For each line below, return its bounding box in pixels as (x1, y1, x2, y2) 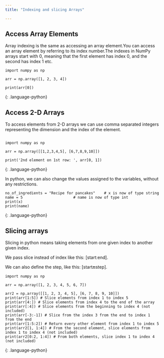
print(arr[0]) (5, 85, 34, 90)
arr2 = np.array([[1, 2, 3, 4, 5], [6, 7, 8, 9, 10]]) (5, 291, 120, 296)
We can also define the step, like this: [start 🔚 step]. (5, 264, 108, 270)
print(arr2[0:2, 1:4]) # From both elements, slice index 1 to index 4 (5, 334, 155, 339)
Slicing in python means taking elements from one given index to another (5, 240, 153, 246)
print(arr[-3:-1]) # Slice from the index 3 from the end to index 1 (5, 313, 151, 318)
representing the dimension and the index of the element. (5, 127, 121, 133)
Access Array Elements (5, 30, 79, 38)
